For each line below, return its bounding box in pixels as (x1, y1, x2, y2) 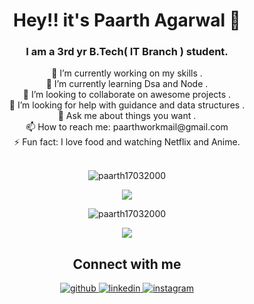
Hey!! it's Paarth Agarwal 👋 (13, 9, 241, 32)
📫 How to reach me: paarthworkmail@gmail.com (25, 121, 229, 133)
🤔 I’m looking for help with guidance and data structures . (8, 99, 246, 111)
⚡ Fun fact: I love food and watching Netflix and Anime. (13, 136, 241, 148)
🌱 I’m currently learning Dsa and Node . (45, 78, 209, 90)
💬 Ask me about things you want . (57, 110, 197, 122)
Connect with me (72, 255, 182, 273)
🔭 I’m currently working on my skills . (51, 67, 203, 79)
